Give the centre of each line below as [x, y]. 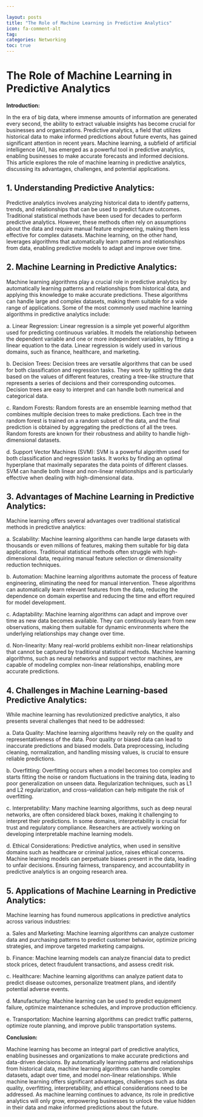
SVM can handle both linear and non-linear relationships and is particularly [100, 471]
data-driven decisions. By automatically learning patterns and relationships [100, 1062]
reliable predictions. [31, 759]
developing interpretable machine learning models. [70, 834]
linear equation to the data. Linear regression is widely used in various [94, 345]
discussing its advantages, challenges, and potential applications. [88, 169]
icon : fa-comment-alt [34, 29]
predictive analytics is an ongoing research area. [67, 872]
